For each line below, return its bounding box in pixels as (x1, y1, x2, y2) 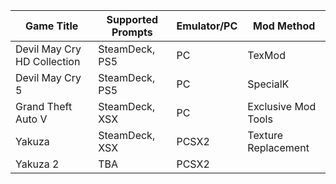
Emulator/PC (176, 19, 238, 33)
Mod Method (253, 19, 316, 33)
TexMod (247, 49, 286, 62)
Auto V (15, 112, 48, 126)
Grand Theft (15, 100, 73, 113)
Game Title (24, 19, 79, 33)
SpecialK (247, 77, 290, 91)
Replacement (247, 141, 310, 154)
